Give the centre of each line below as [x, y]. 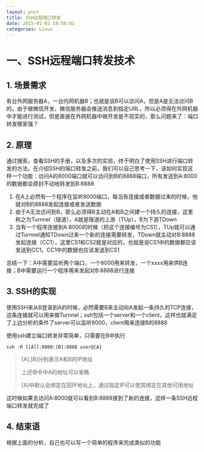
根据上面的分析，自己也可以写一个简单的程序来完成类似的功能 [84, 442]
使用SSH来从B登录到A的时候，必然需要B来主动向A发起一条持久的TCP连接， [101, 307]
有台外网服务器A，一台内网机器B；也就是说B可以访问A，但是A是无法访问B [100, 101]
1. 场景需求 [26, 85]
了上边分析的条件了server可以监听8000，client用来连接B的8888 [87, 322]
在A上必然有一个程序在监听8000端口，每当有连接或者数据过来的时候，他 [106, 197]
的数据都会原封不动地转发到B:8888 [50, 184]
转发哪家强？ [22, 124]
